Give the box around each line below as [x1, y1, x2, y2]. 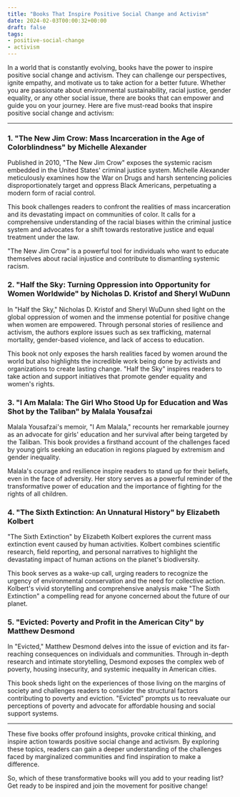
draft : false [7, 24, 46, 31]
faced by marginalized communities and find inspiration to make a [7, 753, 201, 761]
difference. [7, 760, 40, 768]
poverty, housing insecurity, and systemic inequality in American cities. [7, 665, 217, 673]
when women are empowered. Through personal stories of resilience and [7, 320, 224, 329]
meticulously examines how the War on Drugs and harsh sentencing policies [7, 174, 232, 182]
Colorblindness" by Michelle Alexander [7, 142, 147, 152]
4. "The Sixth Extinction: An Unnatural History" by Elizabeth [7, 507, 220, 517]
